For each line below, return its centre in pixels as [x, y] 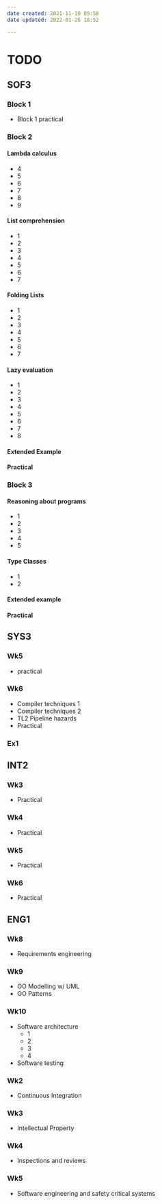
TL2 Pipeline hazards [47, 718]
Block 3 [20, 485]
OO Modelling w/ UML [48, 986]
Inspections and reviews [51, 1161]
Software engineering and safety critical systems [86, 1193]
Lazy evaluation [30, 370]
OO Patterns [35, 994]
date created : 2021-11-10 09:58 [53, 13]
